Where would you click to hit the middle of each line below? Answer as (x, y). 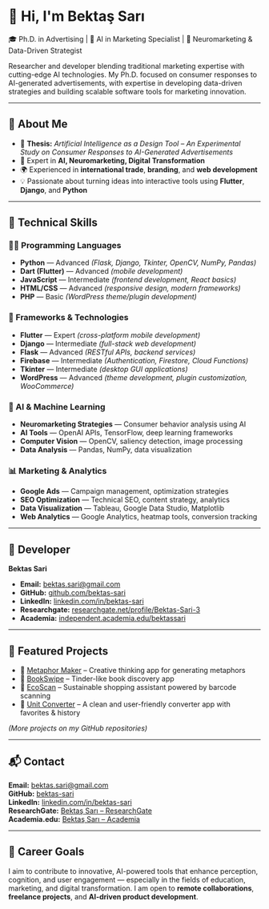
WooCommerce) (47, 386)
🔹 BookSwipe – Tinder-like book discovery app (97, 679)
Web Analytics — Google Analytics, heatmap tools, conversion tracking (139, 517)
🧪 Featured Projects (58, 651)
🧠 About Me (38, 124)
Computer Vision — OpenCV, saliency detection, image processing (131, 441)
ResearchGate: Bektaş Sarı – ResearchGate (80, 811)
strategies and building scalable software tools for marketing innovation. (127, 91)
